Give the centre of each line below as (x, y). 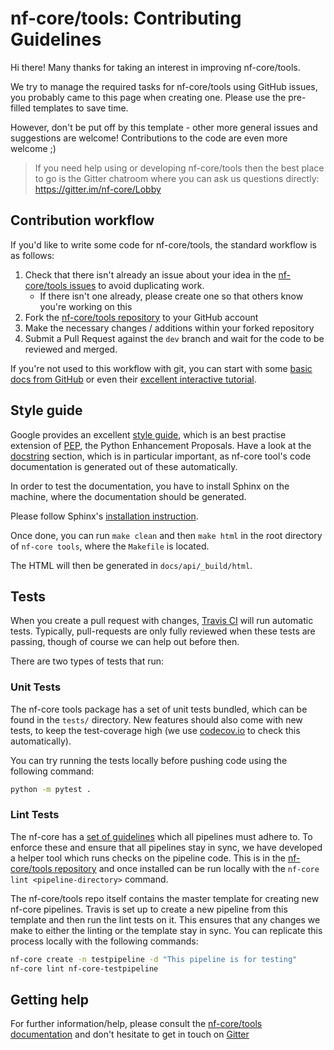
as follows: (32, 255)
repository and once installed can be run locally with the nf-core (187, 868)
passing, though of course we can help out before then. (125, 642)
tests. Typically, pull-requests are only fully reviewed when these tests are (163, 631)
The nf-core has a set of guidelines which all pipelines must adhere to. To (161, 836)
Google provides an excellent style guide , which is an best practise (148, 434)
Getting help (49, 999)
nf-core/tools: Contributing (126, 18)
